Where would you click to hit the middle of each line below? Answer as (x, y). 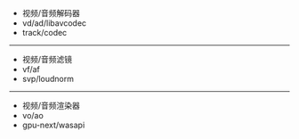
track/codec (44, 33)
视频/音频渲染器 (51, 106)
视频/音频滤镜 (47, 59)
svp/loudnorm (48, 79)
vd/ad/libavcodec (54, 23)
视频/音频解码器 (51, 13)
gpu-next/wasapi (53, 125)
